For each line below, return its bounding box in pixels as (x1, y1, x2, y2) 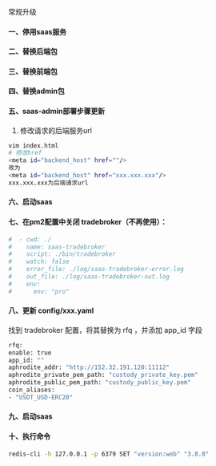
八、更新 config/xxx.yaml (8, 306, 94, 315)
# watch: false (8, 257, 70, 266)
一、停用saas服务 (8, 26, 66, 36)
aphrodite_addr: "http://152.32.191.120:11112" (8, 363, 170, 371)
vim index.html (8, 141, 59, 150)
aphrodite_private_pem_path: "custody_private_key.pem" (8, 371, 198, 379)
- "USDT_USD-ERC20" (8, 393, 74, 401)
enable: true (8, 348, 52, 357)
